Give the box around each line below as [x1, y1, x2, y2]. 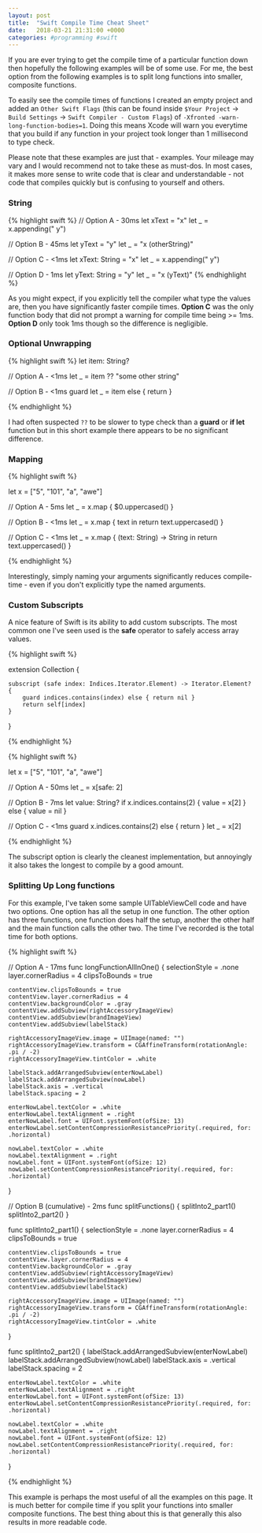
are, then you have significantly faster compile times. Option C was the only [8, 301, 254, 311]
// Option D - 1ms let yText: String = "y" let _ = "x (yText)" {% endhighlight [8, 270, 246, 279]
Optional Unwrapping [8, 338, 92, 349]
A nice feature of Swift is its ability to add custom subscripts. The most [8, 617, 238, 627]
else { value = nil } [8, 806, 67, 816]
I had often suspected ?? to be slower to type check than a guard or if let [8, 417, 245, 427]
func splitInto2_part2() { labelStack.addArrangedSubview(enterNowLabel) [8, 1346, 248, 1356]
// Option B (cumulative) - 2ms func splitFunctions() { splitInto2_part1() [8, 1201, 236, 1210]
